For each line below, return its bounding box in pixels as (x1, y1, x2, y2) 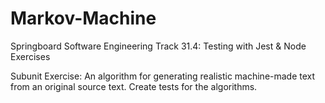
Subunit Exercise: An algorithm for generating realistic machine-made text (10, 70, 316, 82)
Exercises (10, 50, 51, 62)
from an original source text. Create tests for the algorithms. (10, 80, 258, 92)
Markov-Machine (10, 7, 157, 30)
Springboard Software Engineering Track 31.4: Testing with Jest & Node (10, 40, 307, 52)
